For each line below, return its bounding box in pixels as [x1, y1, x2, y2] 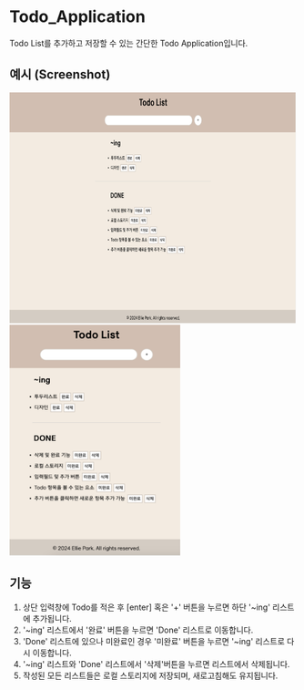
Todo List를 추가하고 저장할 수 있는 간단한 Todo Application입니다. [9, 37, 248, 48]
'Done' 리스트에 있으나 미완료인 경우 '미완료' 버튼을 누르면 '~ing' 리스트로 [22, 635, 285, 646]
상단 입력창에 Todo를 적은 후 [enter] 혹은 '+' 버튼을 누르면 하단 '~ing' [22, 602, 271, 613]
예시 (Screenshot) [9, 67, 111, 83]
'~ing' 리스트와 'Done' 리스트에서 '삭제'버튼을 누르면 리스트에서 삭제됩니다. [22, 658, 290, 669]
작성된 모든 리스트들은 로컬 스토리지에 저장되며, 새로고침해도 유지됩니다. [22, 670, 279, 681]
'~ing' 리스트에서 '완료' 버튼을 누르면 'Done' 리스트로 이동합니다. [22, 624, 254, 635]
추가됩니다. [32, 613, 73, 623]
